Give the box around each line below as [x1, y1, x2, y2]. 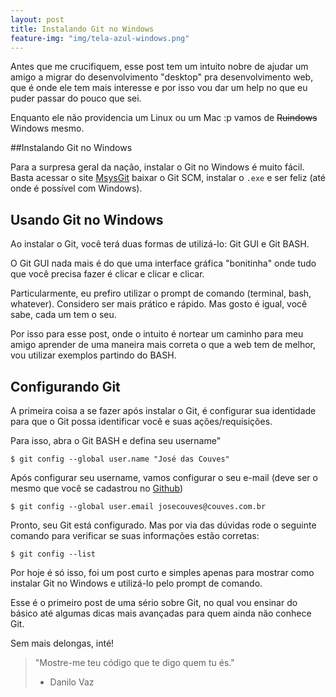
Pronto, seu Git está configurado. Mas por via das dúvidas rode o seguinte [10, 519, 317, 531]
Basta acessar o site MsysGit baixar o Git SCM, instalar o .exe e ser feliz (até [10, 172, 326, 184]
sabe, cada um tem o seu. [10, 309, 117, 321]
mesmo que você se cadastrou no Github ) [10, 482, 184, 494]
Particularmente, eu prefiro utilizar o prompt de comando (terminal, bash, [10, 287, 312, 300]
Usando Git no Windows [10, 211, 164, 228]
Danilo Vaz [49, 676, 95, 688]
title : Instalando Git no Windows [10, 24, 155, 34]
